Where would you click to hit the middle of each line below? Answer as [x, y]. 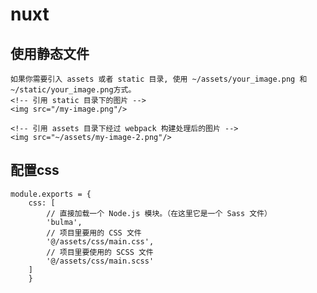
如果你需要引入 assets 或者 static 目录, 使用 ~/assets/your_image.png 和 [159, 79]
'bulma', [64, 222]
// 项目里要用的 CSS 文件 [94, 233]
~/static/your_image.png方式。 [73, 90]
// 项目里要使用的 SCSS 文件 [100, 252]
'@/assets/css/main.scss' [100, 261]
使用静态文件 [50, 53]
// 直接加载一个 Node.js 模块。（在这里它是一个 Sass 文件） [159, 213]
